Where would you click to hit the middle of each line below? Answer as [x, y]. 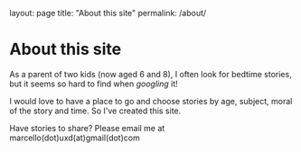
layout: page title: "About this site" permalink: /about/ [108, 13]
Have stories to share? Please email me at [87, 128]
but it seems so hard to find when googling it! [94, 84]
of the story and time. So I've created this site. [95, 111]
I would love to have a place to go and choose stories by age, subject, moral [151, 101]
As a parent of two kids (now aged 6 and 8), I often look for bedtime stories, [150, 74]
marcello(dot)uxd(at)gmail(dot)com [75, 138]
